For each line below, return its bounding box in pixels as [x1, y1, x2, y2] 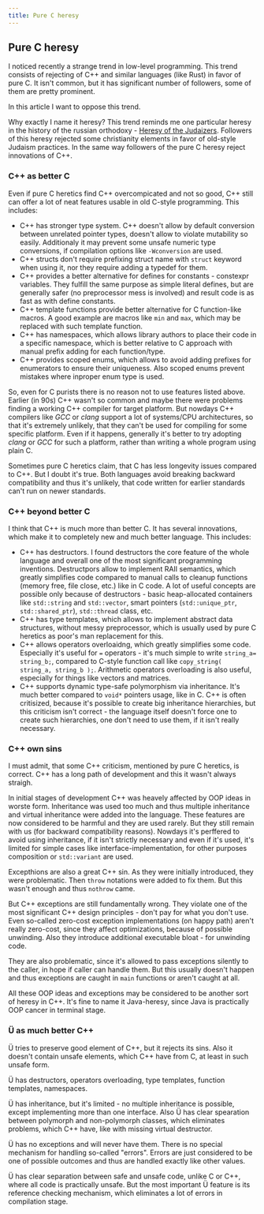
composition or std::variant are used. [8, 852, 134, 861]
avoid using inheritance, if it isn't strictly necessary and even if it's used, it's [8, 835, 255, 845]
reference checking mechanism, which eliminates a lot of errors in [8, 1188, 223, 1197]
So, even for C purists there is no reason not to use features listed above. [8, 387, 246, 396]
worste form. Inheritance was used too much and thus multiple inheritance [8, 802, 250, 811]
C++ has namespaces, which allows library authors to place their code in [19, 329, 257, 339]
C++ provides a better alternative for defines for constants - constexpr [19, 271, 250, 280]
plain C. [8, 445, 33, 455]
